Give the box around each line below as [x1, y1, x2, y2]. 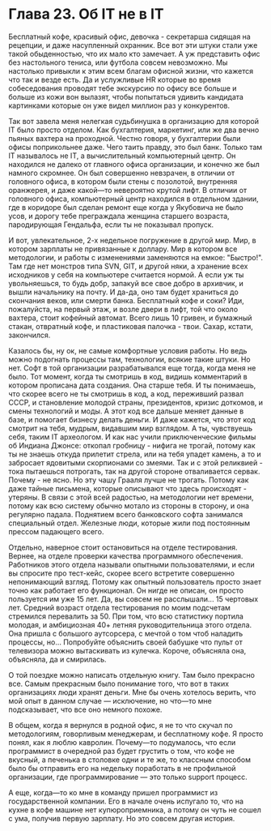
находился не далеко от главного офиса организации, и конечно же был [8, 159, 260, 169]
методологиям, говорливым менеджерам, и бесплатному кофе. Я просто [8, 729, 264, 739]
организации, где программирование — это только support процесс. [8, 772, 248, 782]
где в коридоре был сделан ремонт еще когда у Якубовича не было [8, 202, 244, 212]
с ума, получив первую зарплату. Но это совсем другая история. [8, 813, 235, 823]
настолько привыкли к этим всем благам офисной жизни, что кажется [8, 66, 253, 75]
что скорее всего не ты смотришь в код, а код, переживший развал [8, 388, 244, 398]
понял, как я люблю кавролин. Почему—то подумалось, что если [8, 737, 236, 747]
